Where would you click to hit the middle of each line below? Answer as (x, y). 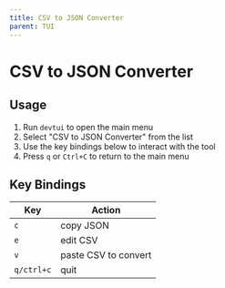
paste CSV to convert (106, 255)
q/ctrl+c (33, 270)
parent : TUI (32, 26)
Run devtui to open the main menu (87, 127)
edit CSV (79, 241)
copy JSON (85, 226)
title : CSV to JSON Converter (67, 18)
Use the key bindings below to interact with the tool (119, 146)
